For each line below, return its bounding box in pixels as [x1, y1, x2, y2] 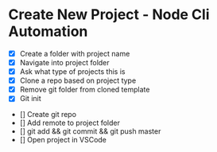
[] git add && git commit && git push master [19, 127, 161, 136]
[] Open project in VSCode [19, 135, 107, 145]
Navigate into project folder [19, 58, 110, 67]
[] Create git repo [19, 110, 77, 119]
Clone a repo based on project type [19, 76, 137, 85]
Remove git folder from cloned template [19, 85, 150, 95]
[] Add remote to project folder [19, 118, 121, 128]
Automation [8, 22, 88, 41]
